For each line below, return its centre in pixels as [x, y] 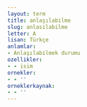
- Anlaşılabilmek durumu [44, 53]
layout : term [27, 14]
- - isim [20, 66]
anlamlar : [22, 46]
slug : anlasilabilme [38, 27]
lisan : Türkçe [28, 40]
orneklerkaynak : [31, 86]
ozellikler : [25, 60]
